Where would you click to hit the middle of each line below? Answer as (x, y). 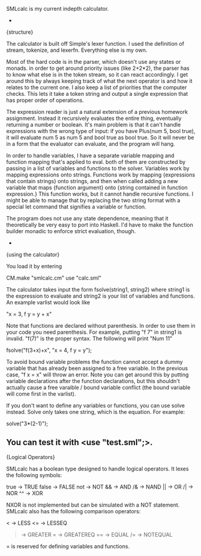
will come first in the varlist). (41, 394)
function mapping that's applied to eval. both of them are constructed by (96, 162)
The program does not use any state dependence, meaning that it (87, 218)
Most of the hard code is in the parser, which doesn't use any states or (94, 62)
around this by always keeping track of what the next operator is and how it (99, 81)
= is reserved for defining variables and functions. (68, 546)
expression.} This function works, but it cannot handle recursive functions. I (100, 194)
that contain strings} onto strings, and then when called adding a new (92, 181)
